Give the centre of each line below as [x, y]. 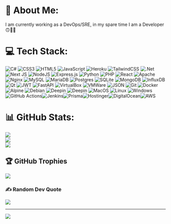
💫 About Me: [32, 10]
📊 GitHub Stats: [40, 118]
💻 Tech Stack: [37, 52]
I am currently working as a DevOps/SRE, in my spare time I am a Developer [85, 24]
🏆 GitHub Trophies [36, 161]
